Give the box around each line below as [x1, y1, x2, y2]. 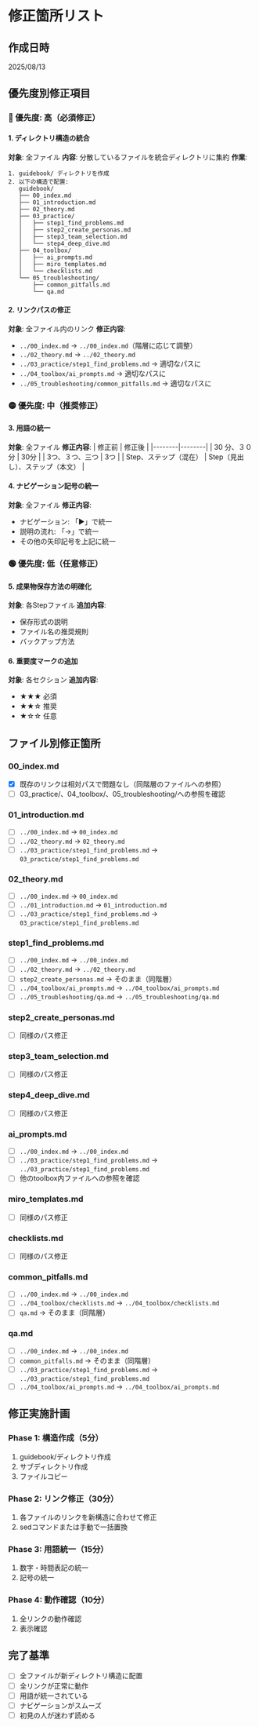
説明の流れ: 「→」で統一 [19, 527, 99, 536]
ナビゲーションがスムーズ [19, 1700, 102, 1710]
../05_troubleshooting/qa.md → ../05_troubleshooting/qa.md [19, 991, 220, 1001]
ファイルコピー [19, 1471, 68, 1481]
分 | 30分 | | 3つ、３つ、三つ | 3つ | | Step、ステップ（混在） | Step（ [8, 452, 231, 462]
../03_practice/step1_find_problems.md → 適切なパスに [19, 359, 201, 368]
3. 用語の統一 [8, 423, 51, 433]
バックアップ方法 [19, 637, 75, 646]
